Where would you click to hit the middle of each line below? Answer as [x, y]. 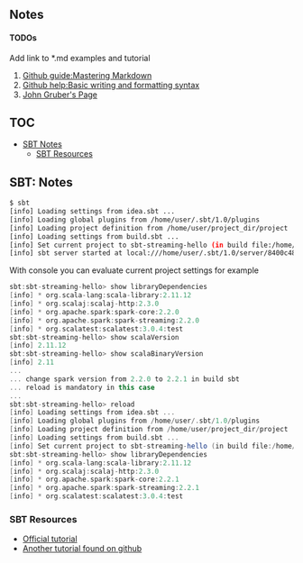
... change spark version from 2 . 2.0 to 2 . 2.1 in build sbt [125, 379]
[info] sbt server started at [66, 253]
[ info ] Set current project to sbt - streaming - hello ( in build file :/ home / [153, 446]
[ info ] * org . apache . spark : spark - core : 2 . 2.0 [94, 312]
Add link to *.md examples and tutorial [80, 58]
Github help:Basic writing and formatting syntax [111, 85]
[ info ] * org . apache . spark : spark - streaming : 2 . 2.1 [105, 488]
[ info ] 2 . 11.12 [38, 346]
